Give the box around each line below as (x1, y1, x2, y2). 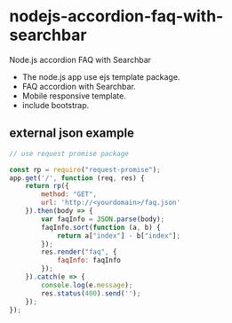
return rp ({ (25, 182, 69, 191)
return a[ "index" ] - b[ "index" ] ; (56, 231, 180, 240)
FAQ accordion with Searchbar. (21, 81, 136, 91)
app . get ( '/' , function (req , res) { (9, 173, 145, 183)
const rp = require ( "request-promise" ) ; (9, 165, 162, 174)
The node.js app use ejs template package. (21, 71, 180, 82)
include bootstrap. (21, 99, 90, 110)
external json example (9, 126, 135, 141)
